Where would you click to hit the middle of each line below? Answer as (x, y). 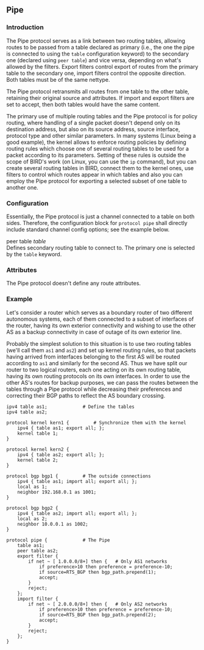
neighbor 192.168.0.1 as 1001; (57, 492)
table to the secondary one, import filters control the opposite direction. (96, 73)
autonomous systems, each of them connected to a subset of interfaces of (100, 319)
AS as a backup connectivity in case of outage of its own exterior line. (94, 332)
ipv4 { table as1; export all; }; (61, 428)
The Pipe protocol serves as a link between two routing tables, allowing (96, 41)
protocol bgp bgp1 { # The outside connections (79, 476)
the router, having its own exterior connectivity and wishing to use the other (101, 325)
